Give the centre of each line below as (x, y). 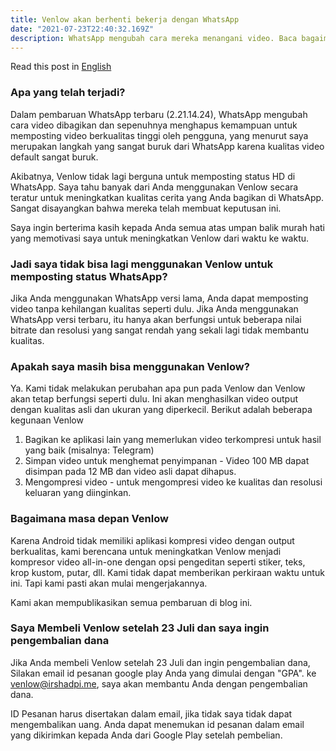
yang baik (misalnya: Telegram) (89, 450)
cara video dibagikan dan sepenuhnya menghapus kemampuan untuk (154, 125)
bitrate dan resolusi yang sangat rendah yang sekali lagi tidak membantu (160, 330)
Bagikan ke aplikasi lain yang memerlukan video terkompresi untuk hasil (173, 440)
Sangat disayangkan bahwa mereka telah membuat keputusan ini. (146, 208)
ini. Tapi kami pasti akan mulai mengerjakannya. (109, 583)
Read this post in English (61, 67)
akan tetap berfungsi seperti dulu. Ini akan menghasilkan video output (154, 399)
